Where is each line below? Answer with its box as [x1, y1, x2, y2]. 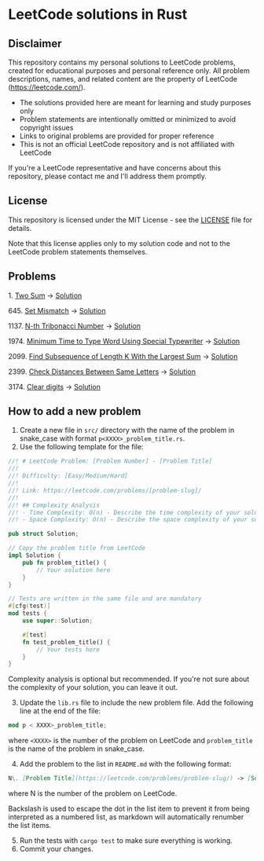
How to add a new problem [8, 405, 141, 418]
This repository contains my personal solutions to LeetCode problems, [8, 57, 236, 67]
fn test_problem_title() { [22, 638, 111, 646]
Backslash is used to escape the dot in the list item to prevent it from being [8, 804, 250, 814]
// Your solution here [36, 566, 111, 574]
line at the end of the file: [19, 706, 101, 716]
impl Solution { [8, 551, 61, 559]
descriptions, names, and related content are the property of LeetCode [8, 75, 238, 83]
